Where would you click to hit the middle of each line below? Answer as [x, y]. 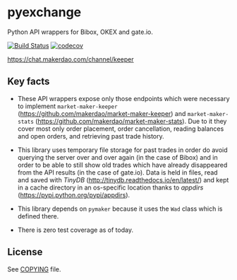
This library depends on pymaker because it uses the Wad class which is [120, 209]
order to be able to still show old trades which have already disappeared [122, 165]
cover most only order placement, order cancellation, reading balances [121, 129]
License [25, 252]
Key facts [29, 82]
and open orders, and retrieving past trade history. [91, 136]
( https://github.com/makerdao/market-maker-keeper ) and [102, 113]
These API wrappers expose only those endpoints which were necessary [124, 98]
